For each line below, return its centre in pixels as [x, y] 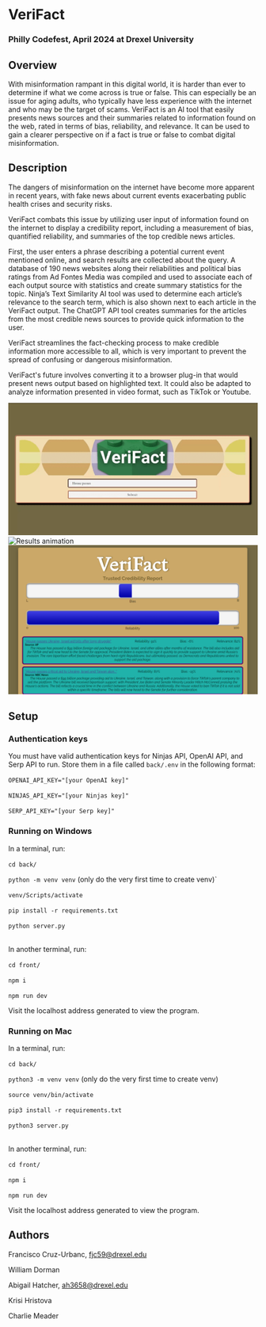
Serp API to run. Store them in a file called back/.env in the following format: [132, 765]
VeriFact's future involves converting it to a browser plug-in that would [123, 375]
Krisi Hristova [30, 1300]
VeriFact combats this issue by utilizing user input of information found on [129, 219]
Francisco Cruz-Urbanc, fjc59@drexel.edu [78, 1254]
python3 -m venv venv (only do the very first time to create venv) [114, 1079]
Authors [29, 1235]
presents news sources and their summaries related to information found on [132, 117]
